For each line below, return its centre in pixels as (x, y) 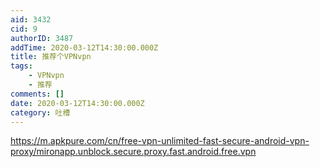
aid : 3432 (31, 19)
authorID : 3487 (42, 38)
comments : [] (37, 94)
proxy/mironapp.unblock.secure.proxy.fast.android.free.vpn (133, 152)
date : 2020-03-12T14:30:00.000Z (77, 103)
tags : (21, 66)
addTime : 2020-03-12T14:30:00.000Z (84, 47)
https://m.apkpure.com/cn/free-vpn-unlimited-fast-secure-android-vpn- (160, 141)
